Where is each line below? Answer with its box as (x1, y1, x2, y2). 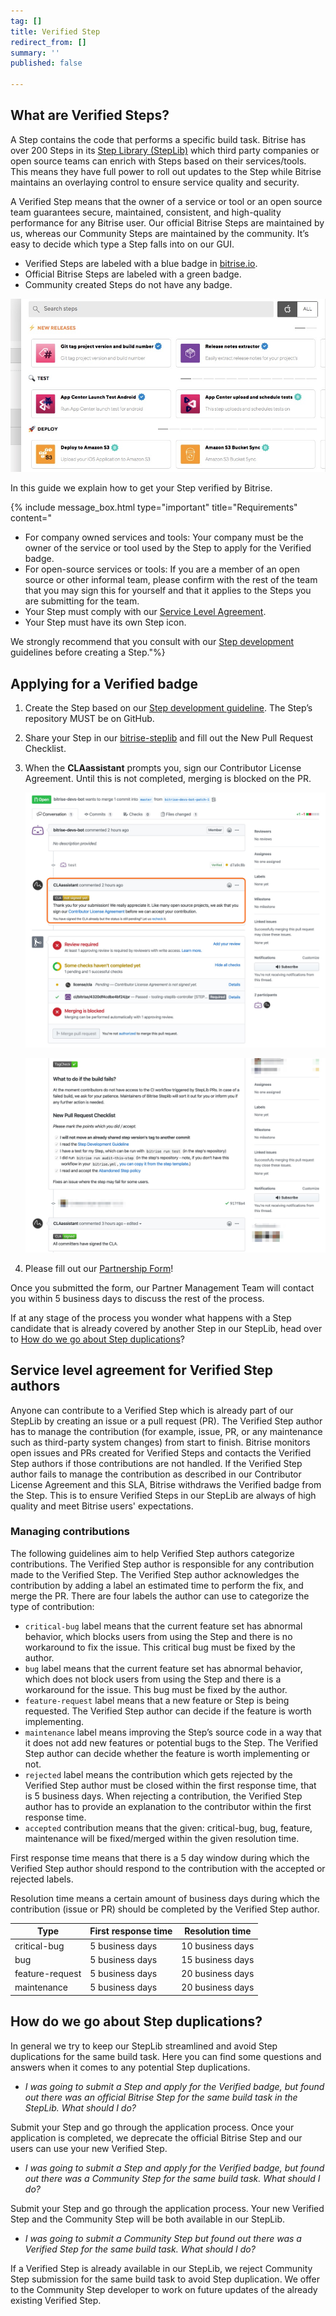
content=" (10, 512, 52, 524)
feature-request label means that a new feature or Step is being (24, 1694, 290, 1706)
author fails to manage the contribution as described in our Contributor (10, 1468, 302, 1480)
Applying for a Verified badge (10, 675, 199, 692)
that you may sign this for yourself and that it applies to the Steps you (24, 585, 312, 597)
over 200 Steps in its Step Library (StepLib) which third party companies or (10, 144, 320, 156)
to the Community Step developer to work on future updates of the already (10, 2283, 318, 2295)
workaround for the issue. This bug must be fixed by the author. (24, 1683, 288, 1695)
